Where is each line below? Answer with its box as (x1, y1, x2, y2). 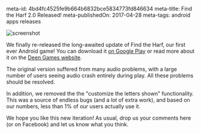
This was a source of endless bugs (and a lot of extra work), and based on (6, 96, 190, 103)
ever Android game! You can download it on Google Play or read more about (6, 47, 195, 55)
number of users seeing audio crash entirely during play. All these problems (6, 72, 194, 79)
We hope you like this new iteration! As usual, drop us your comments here (6, 114, 191, 121)
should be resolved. (6, 78, 55, 85)
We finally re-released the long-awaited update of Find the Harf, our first (6, 41, 186, 48)
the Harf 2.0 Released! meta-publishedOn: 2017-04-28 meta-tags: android (6, 11, 191, 19)
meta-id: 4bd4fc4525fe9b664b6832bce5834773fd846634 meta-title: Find (6, 5, 193, 12)
